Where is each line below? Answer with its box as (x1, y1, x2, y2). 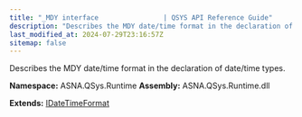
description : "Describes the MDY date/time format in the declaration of (9, 22, 294, 31)
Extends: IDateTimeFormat (9, 98, 110, 109)
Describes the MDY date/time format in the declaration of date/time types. (9, 63, 286, 74)
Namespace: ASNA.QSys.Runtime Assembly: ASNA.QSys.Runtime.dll (9, 80, 270, 91)
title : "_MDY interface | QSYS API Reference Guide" (9, 13, 273, 22)
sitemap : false (9, 38, 67, 48)
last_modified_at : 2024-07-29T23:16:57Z (9, 30, 165, 39)
